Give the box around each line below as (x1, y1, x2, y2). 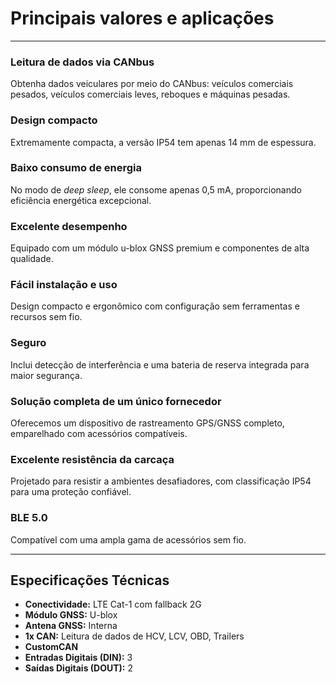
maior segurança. (10, 369, 83, 381)
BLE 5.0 (10, 511, 48, 525)
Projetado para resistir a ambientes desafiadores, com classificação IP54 (10, 475, 312, 487)
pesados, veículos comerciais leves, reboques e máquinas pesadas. (10, 88, 291, 101)
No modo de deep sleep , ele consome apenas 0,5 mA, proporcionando (10, 183, 302, 196)
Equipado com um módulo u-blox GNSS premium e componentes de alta (10, 242, 310, 254)
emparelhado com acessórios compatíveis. (10, 428, 188, 440)
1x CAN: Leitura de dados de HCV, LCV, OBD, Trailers (24, 630, 245, 642)
